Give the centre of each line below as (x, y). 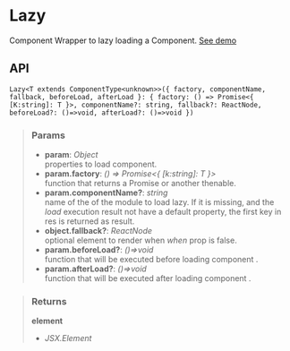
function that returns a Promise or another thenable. (141, 184)
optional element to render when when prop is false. (141, 240)
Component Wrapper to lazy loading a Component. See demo (123, 40)
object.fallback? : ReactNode (98, 231)
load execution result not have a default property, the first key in (163, 212)
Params (48, 135)
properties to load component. (101, 164)
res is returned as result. (90, 221)
